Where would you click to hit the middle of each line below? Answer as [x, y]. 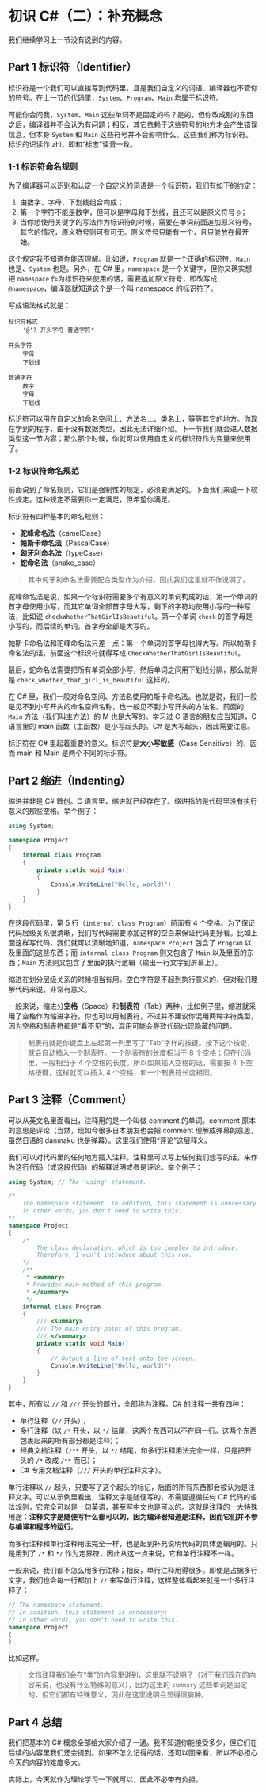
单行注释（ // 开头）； [54, 1421]
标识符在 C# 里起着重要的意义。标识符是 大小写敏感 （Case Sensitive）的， [129, 743]
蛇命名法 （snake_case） [60, 563]
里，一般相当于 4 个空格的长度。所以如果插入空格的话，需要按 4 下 [137, 1062]
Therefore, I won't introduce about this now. [115, 1255]
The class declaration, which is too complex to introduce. [138, 1248]
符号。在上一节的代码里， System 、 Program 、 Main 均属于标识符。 [119, 97]
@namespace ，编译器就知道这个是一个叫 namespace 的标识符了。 [113, 288]
